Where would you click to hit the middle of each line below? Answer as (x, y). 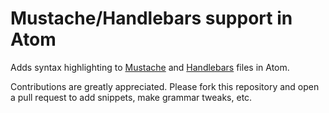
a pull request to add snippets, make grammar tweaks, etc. (131, 97)
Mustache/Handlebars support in (151, 18)
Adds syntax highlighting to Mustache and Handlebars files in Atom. (150, 67)
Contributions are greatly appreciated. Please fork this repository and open (165, 86)
